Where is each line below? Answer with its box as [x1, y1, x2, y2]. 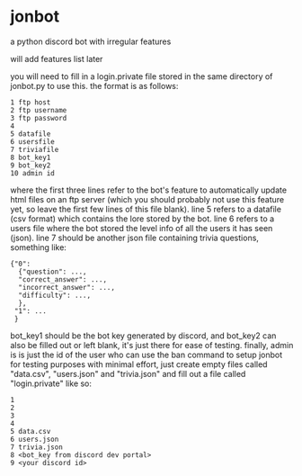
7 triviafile [10, 145, 59, 154]
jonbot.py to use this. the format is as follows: [10, 80, 179, 91]
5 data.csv [10, 427, 51, 436]
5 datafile [10, 129, 51, 139]
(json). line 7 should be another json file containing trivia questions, [10, 232, 260, 243]
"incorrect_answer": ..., [18, 283, 116, 292]
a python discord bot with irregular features [10, 36, 172, 47]
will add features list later [10, 53, 103, 64]
